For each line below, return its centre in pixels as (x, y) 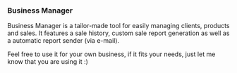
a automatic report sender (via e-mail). (63, 41)
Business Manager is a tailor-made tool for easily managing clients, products (119, 26)
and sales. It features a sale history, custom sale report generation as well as (119, 33)
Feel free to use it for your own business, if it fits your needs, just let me (111, 54)
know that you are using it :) (48, 62)
